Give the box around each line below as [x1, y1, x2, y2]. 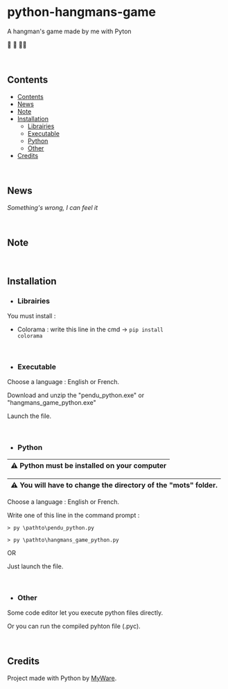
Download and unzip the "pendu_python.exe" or [7, 391, 144, 399]
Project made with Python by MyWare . [7, 674, 117, 682]
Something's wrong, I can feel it [7, 203, 98, 211]
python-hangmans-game [7, 4, 156, 20]
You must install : [7, 312, 56, 320]
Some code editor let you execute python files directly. [7, 608, 164, 617]
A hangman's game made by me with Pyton [7, 27, 132, 35]
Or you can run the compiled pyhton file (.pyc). [7, 622, 141, 630]
